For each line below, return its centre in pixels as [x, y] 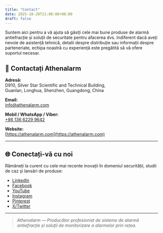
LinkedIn [21, 180]
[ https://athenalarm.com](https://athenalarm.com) [55, 134]
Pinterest [21, 201]
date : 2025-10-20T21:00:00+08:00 [39, 14]
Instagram [22, 196]
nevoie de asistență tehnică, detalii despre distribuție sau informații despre [80, 43]
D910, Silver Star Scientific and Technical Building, [55, 85]
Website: [14, 129]
